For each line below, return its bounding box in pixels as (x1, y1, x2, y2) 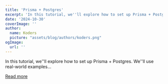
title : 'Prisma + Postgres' (5, 7, 64, 12)
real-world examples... (5, 63, 51, 69)
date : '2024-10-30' (5, 16, 46, 21)
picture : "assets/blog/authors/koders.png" (9, 35, 101, 40)
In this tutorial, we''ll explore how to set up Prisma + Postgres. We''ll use (5, 58, 154, 64)
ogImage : (5, 40, 23, 45)
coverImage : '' (5, 21, 37, 26)
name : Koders (9, 30, 37, 35)
